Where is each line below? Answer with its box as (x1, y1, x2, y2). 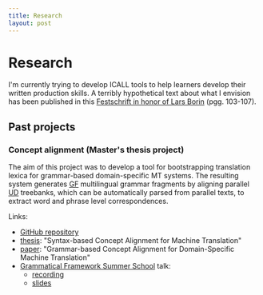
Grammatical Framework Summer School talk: (19, 261, 172, 271)
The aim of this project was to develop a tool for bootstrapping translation (8, 162, 251, 172)
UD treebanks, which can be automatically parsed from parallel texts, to (8, 188, 245, 197)
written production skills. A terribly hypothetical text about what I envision (8, 89, 251, 98)
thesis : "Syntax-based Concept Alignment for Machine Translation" (19, 236, 242, 245)
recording (31, 269, 65, 280)
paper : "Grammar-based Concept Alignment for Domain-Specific (19, 245, 235, 254)
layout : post (8, 19, 52, 27)
